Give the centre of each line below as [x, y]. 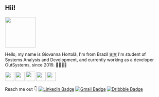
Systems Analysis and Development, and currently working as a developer [79, 60]
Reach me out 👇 [21, 89]
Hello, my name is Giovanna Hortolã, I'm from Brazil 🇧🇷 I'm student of [76, 54]
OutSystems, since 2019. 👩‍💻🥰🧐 [36, 65]
